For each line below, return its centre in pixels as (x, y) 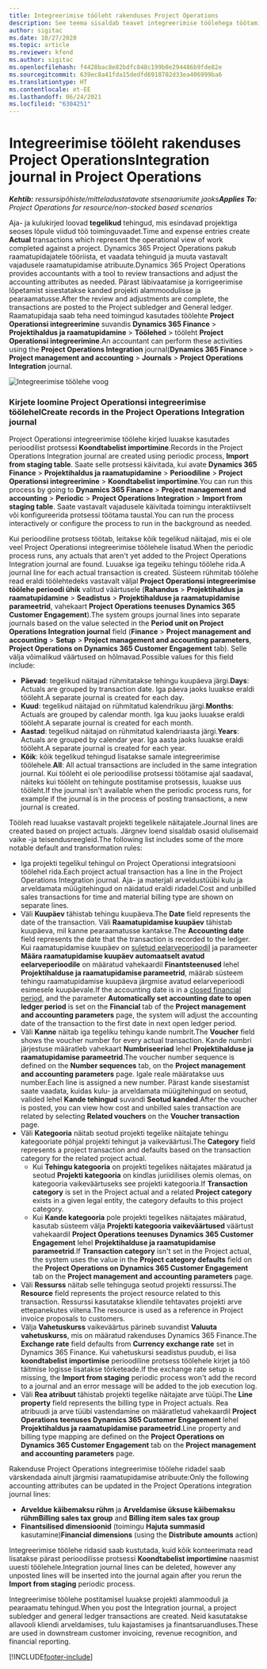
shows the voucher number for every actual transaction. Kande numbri (136, 1040)
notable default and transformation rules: (76, 848)
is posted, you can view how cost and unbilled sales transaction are (131, 1108)
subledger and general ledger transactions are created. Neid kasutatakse (128, 1617)
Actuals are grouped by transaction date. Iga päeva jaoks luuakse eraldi (137, 689)
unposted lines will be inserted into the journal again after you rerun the (126, 1575)
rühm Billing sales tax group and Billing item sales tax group (120, 1518)
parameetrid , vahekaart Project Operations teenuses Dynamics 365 (122, 606)
